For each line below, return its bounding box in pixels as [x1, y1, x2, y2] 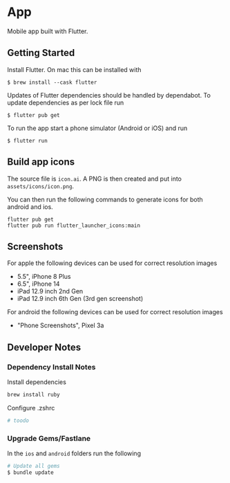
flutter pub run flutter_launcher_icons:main [7, 222, 140, 229]
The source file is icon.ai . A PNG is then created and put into [7, 174, 182, 183]
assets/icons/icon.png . [7, 181, 75, 190]
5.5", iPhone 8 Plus [17, 273, 71, 281]
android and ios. [7, 202, 53, 211]
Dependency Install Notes [7, 362, 96, 372]
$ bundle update [7, 468, 54, 476]
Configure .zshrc [7, 403, 55, 412]
